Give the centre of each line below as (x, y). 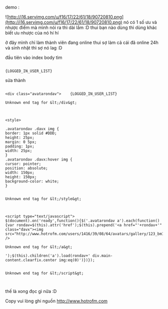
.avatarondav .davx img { (32, 129)
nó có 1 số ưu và (140, 22)
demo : (12, 7)
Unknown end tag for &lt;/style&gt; (43, 199)
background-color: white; (32, 181)
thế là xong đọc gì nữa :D (31, 291)
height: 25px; (20, 137)
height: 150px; (21, 177)
